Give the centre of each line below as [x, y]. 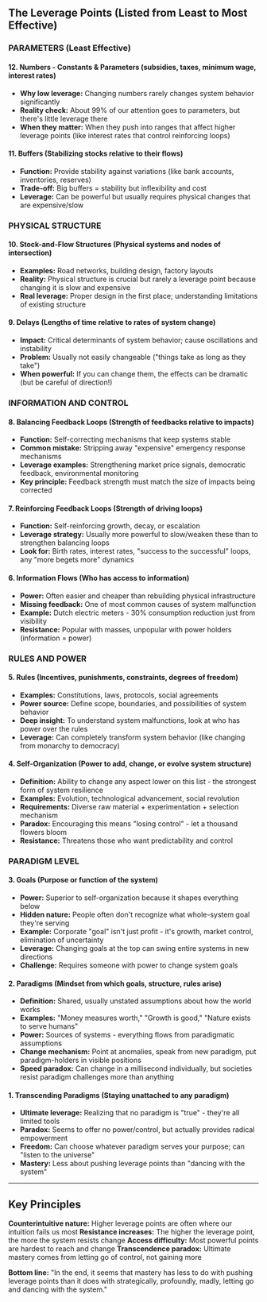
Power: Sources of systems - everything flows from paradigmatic [127, 1035]
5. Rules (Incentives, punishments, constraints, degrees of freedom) [123, 678]
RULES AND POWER [48, 659]
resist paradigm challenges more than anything [97, 1077]
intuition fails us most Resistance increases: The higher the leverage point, [132, 1232]
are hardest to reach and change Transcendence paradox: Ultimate [120, 1249]
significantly [40, 102]
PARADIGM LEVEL [44, 861]
